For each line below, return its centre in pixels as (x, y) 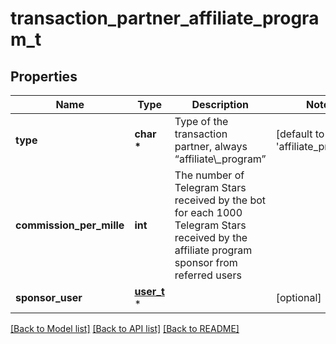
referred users (208, 275)
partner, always (211, 146)
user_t (149, 291)
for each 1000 (208, 212)
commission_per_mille (70, 225)
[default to (300, 134)
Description (220, 104)
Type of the (201, 121)
